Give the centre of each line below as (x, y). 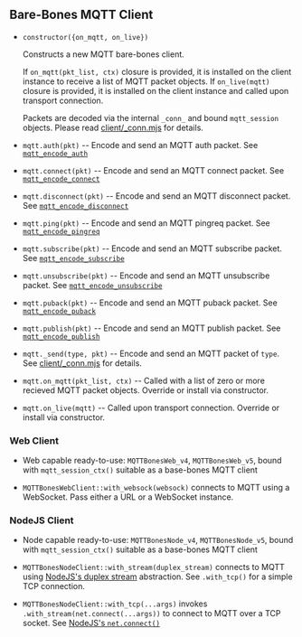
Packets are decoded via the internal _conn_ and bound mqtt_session (150, 117)
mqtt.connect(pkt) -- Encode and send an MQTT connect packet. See (153, 170)
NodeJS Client (42, 520)
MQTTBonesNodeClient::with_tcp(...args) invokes (115, 604)
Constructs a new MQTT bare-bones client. (104, 54)
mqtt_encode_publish (61, 337)
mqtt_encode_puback (59, 311)
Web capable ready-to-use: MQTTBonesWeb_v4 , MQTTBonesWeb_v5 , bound (152, 461)
